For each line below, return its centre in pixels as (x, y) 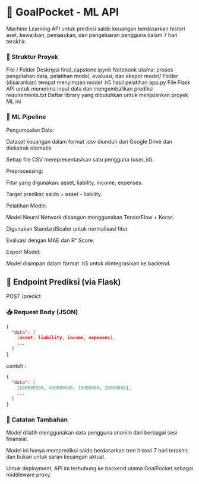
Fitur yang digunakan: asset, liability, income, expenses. (75, 182)
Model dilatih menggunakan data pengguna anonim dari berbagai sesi (92, 433)
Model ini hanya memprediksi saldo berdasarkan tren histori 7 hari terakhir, (97, 451)
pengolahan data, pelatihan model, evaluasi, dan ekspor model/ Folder (92, 76)
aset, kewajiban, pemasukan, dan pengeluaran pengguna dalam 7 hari (92, 35)
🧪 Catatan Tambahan (37, 420)
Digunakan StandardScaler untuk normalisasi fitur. (67, 228)
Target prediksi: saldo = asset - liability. (54, 194)
